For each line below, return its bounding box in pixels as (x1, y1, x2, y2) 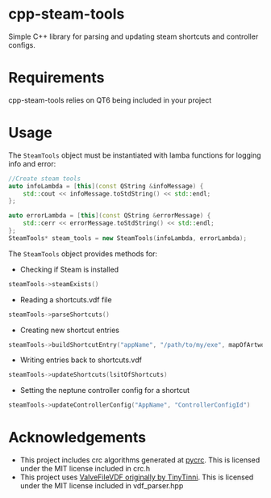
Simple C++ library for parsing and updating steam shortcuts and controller (8, 32, 259, 41)
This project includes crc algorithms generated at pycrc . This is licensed (19, 455, 261, 465)
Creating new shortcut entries (19, 325, 119, 335)
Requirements (8, 69, 105, 87)
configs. (8, 40, 36, 49)
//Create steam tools (8, 175, 81, 183)
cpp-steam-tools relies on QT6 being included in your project (8, 95, 212, 105)
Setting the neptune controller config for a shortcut (19, 386, 190, 395)
